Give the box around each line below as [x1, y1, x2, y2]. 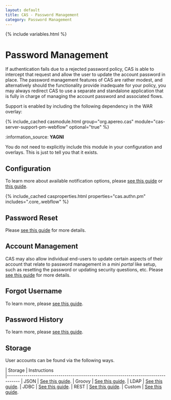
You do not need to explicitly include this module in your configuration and [5, 144, 162, 150]
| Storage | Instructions [5, 367, 54, 373]
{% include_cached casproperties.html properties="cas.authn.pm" [5, 193, 146, 199]
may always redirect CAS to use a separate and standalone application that [5, 88, 164, 94]
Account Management [5, 242, 78, 251]
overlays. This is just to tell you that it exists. [5, 149, 98, 155]
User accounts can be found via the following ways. [5, 357, 115, 364]
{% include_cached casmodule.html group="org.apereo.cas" [5, 118, 134, 125]
